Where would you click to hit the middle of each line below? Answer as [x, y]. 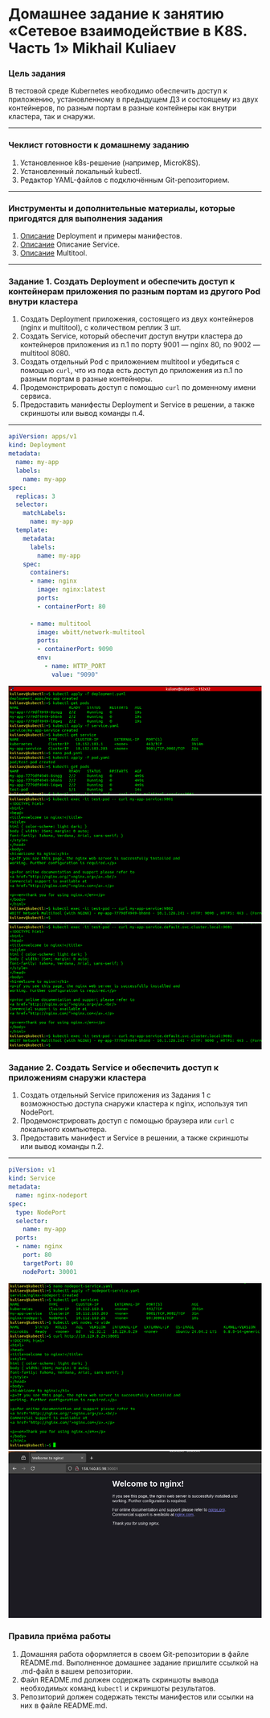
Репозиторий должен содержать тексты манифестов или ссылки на [137, 1696]
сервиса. [35, 396]
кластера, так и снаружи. [52, 117]
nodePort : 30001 [50, 1272]
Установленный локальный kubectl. [81, 171]
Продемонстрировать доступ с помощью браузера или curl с [127, 1121]
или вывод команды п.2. [62, 1147]
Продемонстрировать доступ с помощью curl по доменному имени [138, 388]
